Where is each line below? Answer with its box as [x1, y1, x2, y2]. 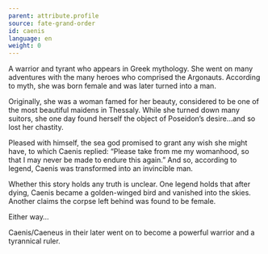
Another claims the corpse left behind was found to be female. [8, 197, 216, 206]
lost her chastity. [8, 123, 64, 132]
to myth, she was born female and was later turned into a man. [8, 81, 216, 91]
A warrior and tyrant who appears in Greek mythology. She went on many [8, 64, 253, 73]
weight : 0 [8, 42, 42, 50]
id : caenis [8, 27, 45, 35]
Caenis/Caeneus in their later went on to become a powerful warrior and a [8, 227, 255, 238]
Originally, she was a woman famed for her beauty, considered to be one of [8, 97, 260, 106]
